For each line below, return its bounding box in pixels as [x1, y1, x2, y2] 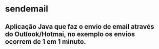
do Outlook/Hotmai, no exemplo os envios [5, 30, 135, 38]
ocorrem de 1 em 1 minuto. [5, 37, 86, 46]
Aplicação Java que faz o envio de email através [5, 23, 155, 31]
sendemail [5, 3, 49, 14]
